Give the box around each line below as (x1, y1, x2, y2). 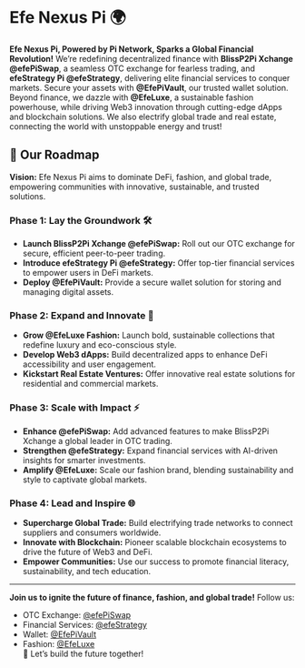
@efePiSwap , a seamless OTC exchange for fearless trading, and (9, 63, 256, 74)
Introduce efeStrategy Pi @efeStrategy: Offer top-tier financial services (22, 258, 295, 268)
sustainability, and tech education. (22, 565, 152, 576)
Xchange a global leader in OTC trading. (22, 435, 172, 446)
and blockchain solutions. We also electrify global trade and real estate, (9, 111, 277, 122)
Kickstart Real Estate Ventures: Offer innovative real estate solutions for (22, 369, 296, 380)
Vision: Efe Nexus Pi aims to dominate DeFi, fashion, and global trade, (9, 171, 272, 182)
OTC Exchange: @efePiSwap (22, 609, 132, 620)
